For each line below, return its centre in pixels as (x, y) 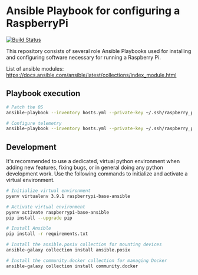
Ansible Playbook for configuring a (93, 11)
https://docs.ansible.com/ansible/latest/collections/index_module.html (91, 75)
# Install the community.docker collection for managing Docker (87, 260)
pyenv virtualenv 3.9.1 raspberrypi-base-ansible (68, 196)
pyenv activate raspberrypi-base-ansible (58, 212)
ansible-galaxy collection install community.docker (72, 266)
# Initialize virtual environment (49, 191)
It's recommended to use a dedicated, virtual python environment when (93, 161)
